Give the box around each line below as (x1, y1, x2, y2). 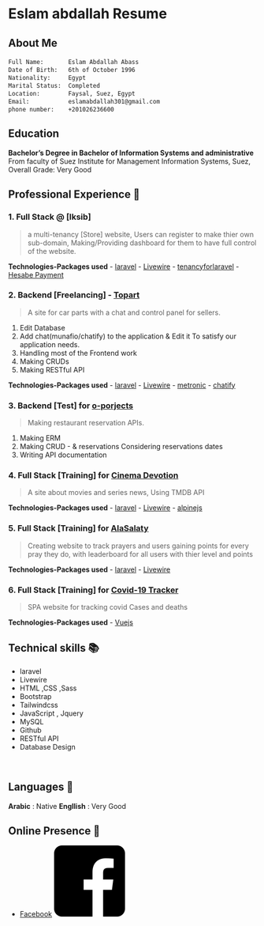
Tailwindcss (19, 700, 58, 709)
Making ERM (19, 433, 61, 443)
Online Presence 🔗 (8, 824, 101, 837)
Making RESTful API (19, 365, 85, 374)
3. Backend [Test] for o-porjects (8, 400, 134, 411)
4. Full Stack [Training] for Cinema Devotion (8, 470, 179, 481)
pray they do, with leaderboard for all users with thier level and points (27, 549, 254, 558)
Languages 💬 (8, 780, 73, 794)
